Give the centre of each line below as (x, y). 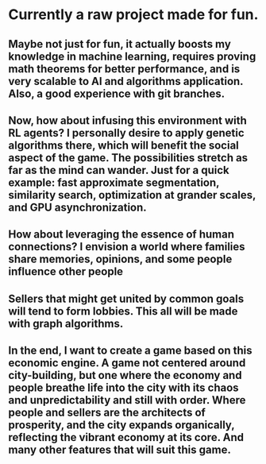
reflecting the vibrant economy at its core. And (126, 437)
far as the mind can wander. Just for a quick (119, 170)
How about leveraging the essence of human (121, 235)
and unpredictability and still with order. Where (127, 400)
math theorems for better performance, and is (124, 69)
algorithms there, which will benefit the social (124, 145)
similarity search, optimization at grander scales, (132, 195)
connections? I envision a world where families (127, 247)
